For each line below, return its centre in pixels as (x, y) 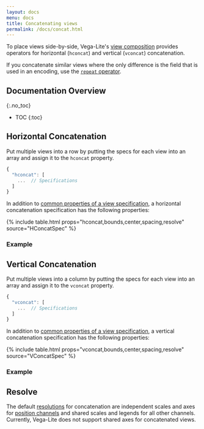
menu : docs (20, 18)
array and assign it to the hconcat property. (60, 158)
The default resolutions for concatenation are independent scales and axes (101, 407)
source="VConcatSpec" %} (41, 356)
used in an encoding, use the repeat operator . (64, 72)
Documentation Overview (56, 90)
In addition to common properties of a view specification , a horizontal (94, 203)
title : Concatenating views (42, 23)
